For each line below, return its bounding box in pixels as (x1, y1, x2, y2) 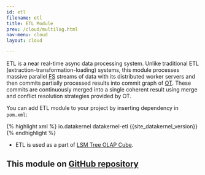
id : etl (6, 9, 26, 15)
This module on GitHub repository (6, 159, 139, 169)
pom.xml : (6, 111, 28, 118)
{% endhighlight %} (6, 130, 56, 136)
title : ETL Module (6, 20, 53, 26)
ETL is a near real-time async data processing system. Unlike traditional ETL (6, 60, 199, 67)
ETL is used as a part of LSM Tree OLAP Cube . (15, 141, 134, 148)
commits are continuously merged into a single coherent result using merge (6, 86, 198, 93)
